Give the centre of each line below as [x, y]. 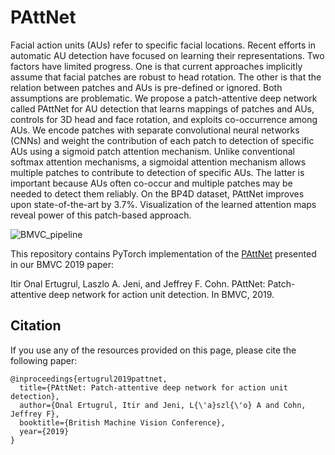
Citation [36, 326]
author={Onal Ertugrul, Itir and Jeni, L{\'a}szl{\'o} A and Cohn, [163, 405]
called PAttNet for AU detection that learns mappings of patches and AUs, [162, 108]
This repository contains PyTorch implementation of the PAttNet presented [163, 253]
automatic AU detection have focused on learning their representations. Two [167, 55]
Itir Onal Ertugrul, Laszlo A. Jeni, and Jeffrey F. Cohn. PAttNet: [138, 283]
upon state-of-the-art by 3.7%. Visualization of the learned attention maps [163, 204]
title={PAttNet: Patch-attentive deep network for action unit [153, 387]
